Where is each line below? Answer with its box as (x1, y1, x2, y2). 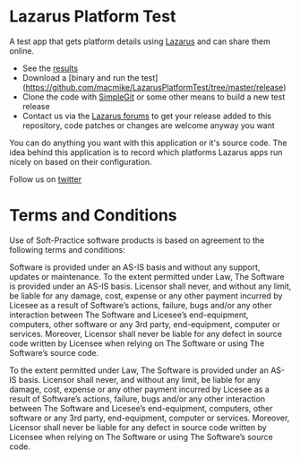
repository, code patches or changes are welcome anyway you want (21, 119, 275, 131)
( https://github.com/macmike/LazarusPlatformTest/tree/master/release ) (21, 82, 287, 92)
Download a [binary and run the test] (21, 72, 159, 82)
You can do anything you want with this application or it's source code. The (9, 137, 287, 148)
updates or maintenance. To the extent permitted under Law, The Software (9, 271, 285, 281)
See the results (21, 63, 79, 74)
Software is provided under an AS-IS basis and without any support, (9, 262, 261, 273)
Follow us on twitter (9, 173, 82, 185)
